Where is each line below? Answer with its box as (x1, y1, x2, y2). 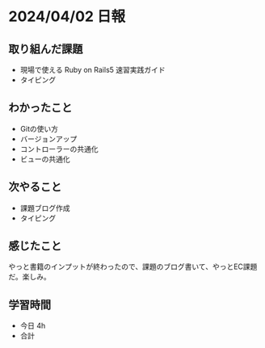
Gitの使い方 (19, 124, 59, 133)
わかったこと (8, 101, 73, 115)
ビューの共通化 (19, 154, 70, 164)
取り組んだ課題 (8, 42, 83, 56)
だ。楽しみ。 (8, 272, 51, 282)
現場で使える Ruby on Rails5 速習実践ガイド (19, 65, 166, 74)
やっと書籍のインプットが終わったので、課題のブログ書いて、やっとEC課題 (8, 262, 258, 271)
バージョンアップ (19, 134, 78, 144)
